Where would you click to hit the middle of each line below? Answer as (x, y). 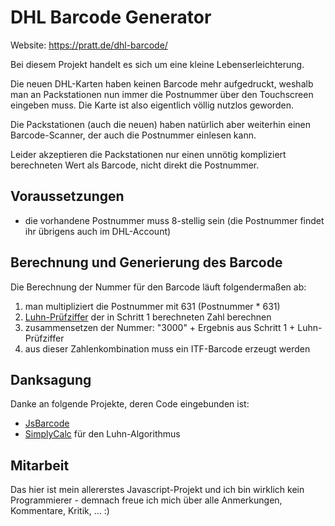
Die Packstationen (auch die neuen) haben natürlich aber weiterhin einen (161, 124)
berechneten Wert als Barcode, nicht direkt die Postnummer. (135, 165)
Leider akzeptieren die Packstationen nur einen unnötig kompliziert (148, 154)
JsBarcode (47, 423)
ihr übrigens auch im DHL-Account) (98, 231)
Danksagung (51, 379)
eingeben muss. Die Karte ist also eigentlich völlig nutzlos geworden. (152, 105)
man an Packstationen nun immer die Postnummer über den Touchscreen (162, 94)
